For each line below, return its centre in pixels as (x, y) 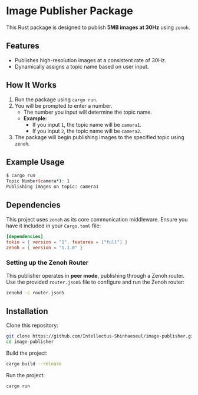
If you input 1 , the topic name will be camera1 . (87, 124)
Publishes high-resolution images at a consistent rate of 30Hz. (90, 60)
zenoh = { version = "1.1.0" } (44, 248)
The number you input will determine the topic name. (88, 112)
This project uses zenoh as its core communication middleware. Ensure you (97, 219)
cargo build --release (34, 364)
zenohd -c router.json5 (35, 293)
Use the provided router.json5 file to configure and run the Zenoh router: (95, 282)
